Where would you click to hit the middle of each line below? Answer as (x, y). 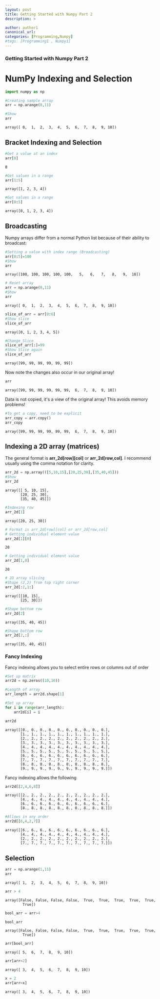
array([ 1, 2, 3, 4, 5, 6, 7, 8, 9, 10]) (57, 883)
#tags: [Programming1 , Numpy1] (38, 41)
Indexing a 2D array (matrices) (52, 446)
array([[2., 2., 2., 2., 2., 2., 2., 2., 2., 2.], (58, 795)
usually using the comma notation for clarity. (50, 463)
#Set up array (20, 703)
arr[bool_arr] (20, 944)
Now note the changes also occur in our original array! (60, 373)
